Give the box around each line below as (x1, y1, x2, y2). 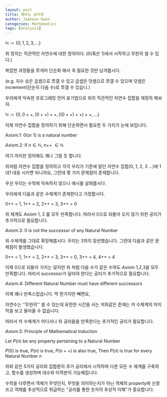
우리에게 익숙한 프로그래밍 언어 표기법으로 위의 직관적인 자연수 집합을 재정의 (5, 95, 153, 101)
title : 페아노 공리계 (5, 12, 44, 17)
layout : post (5, 7, 32, 12)
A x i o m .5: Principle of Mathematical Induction (5, 328, 97, 334)
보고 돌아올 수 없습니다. (14, 308, 60, 314)
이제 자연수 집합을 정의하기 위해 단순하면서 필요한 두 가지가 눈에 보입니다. (5, 122, 148, 128)
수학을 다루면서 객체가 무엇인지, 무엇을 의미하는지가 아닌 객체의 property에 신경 (5, 380, 160, 386)
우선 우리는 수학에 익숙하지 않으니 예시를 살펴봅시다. (5, 180, 106, 186)
